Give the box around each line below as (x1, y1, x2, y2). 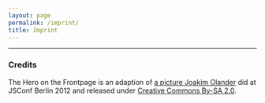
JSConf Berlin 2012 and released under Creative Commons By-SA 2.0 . (8, 86, 237, 95)
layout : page (8, 11, 51, 20)
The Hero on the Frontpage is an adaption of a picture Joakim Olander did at (8, 77, 256, 86)
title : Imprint (8, 26, 58, 34)
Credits (8, 60, 37, 71)
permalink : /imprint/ (8, 19, 80, 27)
